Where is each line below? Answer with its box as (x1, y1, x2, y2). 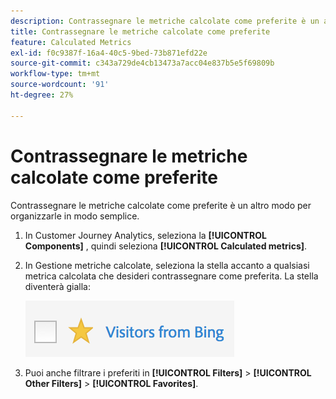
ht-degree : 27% (10, 90, 74, 100)
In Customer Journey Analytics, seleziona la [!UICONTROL (24, 229, 267, 241)
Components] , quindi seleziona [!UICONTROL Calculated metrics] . (24, 240, 308, 252)
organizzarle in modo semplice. (10, 210, 140, 222)
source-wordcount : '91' (10, 80, 110, 90)
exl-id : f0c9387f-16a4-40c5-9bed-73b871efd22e (10, 48, 208, 58)
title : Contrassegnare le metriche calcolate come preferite (10, 26, 271, 37)
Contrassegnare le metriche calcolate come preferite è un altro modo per (10, 199, 312, 211)
